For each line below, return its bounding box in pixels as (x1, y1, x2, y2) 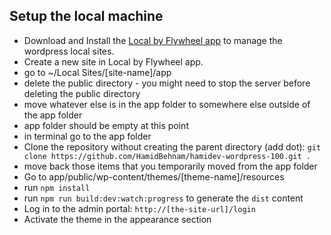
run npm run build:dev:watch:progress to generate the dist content (23, 192, 304, 204)
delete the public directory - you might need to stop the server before (23, 77, 311, 89)
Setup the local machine (9, 8, 164, 25)
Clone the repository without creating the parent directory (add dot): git (23, 140, 322, 153)
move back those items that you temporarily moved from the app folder (23, 160, 318, 172)
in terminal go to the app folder (23, 130, 152, 142)
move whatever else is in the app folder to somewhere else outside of (23, 98, 311, 110)
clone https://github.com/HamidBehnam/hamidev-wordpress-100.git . (23, 151, 311, 161)
